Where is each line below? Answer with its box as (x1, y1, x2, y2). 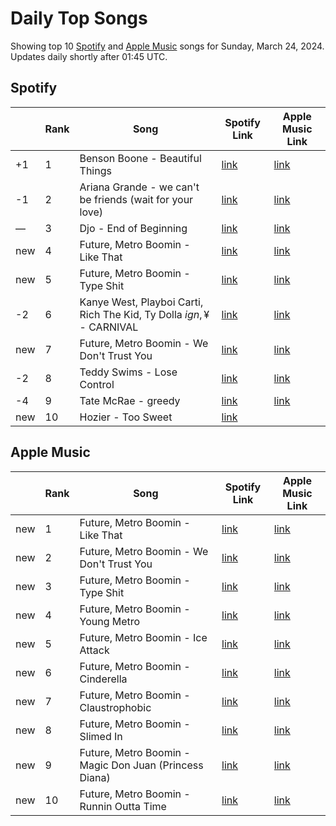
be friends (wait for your (79, 192, 194, 206)
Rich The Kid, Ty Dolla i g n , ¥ (79, 307, 210, 321)
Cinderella (79, 672, 128, 686)
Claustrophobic (79, 700, 152, 714)
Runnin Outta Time (79, 799, 167, 813)
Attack (79, 643, 110, 657)
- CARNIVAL (79, 320, 139, 334)
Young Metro (79, 614, 141, 628)
